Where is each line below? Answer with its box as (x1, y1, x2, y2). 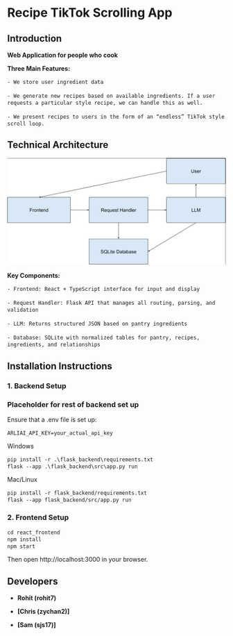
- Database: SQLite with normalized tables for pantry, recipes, (7, 335, 200, 342)
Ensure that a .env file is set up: (7, 415, 97, 424)
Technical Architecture (7, 139, 109, 151)
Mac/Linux (7, 476, 38, 483)
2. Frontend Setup (7, 512, 69, 522)
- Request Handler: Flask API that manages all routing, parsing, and (7, 300, 216, 307)
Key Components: (7, 271, 60, 280)
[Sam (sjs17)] (17, 621, 56, 629)
